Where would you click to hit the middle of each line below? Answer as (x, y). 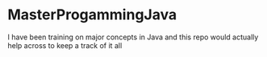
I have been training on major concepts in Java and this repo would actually (133, 37)
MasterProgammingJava (92, 15)
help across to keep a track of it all (65, 45)
